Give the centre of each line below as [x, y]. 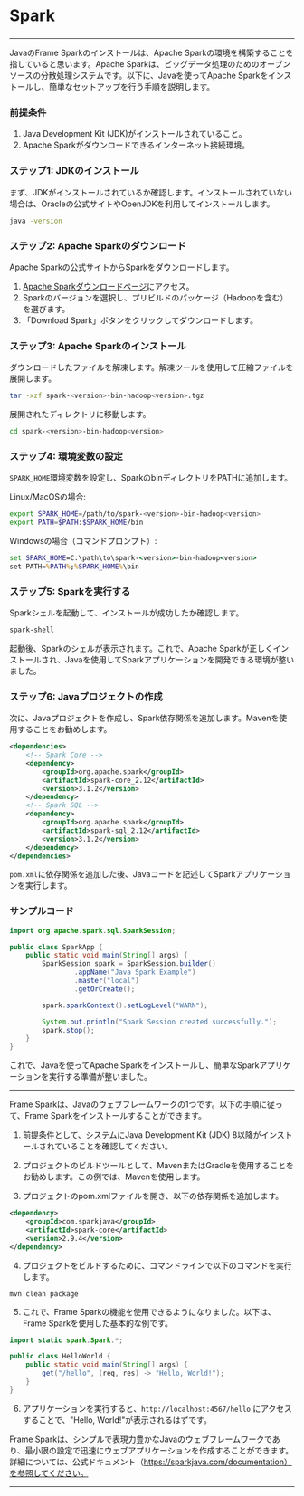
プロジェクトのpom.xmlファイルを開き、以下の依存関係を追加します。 [152, 1196]
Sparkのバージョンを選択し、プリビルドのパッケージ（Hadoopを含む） [155, 297]
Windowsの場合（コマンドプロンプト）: [83, 540]
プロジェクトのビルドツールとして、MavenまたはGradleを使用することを [158, 1166]
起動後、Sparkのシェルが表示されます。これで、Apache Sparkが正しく [141, 648]
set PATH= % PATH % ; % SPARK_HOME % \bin [75, 567]
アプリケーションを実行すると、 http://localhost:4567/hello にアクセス [157, 1408]
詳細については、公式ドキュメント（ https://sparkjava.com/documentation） [151, 1462]
